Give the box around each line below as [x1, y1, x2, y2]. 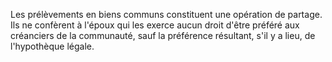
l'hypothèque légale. [10, 40, 95, 52]
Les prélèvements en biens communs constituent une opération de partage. [10, 9, 323, 20]
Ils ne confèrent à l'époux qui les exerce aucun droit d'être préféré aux [10, 19, 300, 31]
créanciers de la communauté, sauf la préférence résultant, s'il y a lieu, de [10, 30, 316, 41]
